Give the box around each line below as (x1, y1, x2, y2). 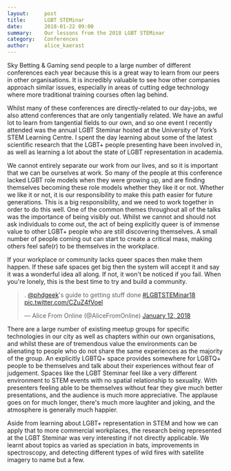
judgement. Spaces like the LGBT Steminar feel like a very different (7, 369, 197, 377)
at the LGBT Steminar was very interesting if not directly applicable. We (7, 434, 210, 442)
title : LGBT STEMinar (7, 17, 85, 23)
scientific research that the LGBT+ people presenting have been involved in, (7, 141, 223, 148)
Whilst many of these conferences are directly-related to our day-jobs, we (7, 104, 217, 112)
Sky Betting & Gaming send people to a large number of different (7, 61, 191, 69)
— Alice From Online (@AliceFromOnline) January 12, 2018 (23, 311, 191, 320)
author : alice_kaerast (7, 42, 85, 49)
